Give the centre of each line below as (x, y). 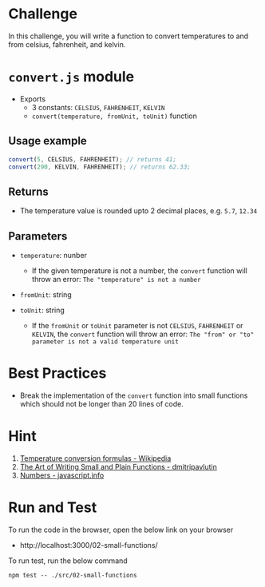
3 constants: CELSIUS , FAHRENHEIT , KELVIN (98, 107)
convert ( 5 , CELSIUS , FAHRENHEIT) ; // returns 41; (93, 159)
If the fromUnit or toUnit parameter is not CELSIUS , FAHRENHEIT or (137, 326)
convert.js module (71, 77)
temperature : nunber (53, 256)
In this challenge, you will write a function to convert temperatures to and (129, 36)
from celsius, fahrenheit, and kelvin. (67, 44)
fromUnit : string (45, 295)
